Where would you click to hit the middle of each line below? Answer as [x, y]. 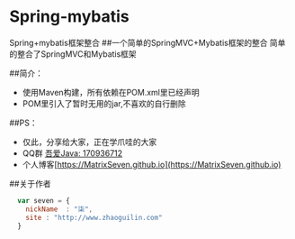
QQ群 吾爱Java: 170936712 [72, 153]
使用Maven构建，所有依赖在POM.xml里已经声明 [111, 92]
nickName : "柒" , [59, 209]
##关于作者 [30, 183]
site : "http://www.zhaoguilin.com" [94, 217]
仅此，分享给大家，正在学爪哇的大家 [89, 142]
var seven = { [44, 200]
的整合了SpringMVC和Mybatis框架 [73, 54]
